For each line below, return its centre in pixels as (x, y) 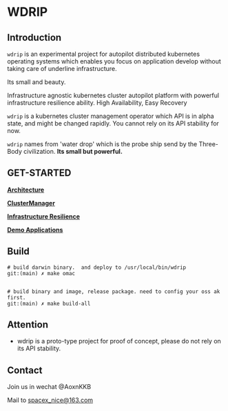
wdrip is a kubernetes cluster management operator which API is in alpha (111, 116)
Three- (209, 144)
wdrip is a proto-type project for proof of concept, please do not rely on (119, 341)
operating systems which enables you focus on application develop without (114, 61)
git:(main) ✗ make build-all (49, 303)
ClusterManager (31, 203)
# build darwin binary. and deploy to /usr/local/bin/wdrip (97, 267)
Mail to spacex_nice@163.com (50, 400)
